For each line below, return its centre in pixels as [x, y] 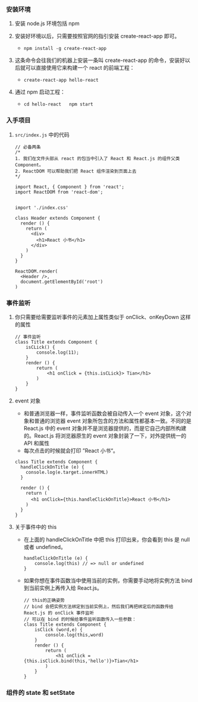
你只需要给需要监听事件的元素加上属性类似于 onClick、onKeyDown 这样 [103, 317]
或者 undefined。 [45, 547]
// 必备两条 [28, 147]
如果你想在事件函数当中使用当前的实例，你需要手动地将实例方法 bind [108, 580]
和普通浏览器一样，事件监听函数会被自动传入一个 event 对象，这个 [105, 413]
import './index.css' [41, 208]
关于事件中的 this [36, 527]
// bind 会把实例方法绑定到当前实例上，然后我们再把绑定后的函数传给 [98, 606]
